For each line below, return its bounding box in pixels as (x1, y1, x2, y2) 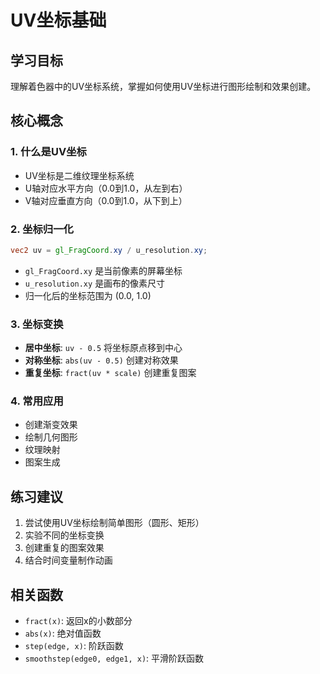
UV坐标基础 (10, 9, 107, 32)
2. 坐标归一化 (10, 222, 74, 236)
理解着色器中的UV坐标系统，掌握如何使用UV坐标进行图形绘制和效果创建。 (10, 81, 317, 92)
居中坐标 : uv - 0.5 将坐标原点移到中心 (24, 342, 183, 354)
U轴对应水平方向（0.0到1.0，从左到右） (24, 182, 188, 194)
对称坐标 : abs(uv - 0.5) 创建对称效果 (24, 354, 179, 366)
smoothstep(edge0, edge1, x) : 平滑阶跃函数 (24, 652, 205, 665)
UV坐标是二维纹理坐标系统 (24, 169, 135, 181)
